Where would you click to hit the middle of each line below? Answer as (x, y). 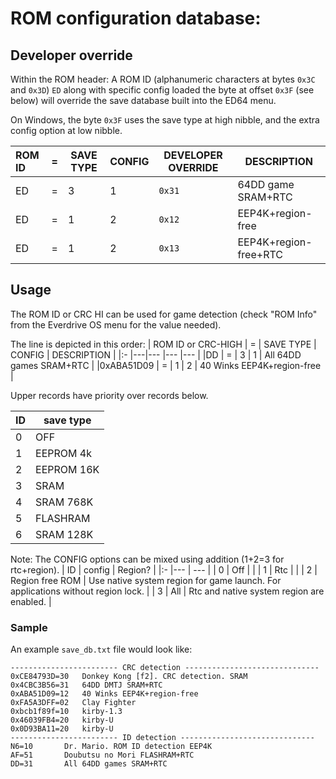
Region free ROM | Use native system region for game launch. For (146, 580)
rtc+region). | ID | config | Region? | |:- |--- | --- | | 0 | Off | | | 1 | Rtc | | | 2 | (164, 569)
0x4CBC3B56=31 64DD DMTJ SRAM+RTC (86, 685)
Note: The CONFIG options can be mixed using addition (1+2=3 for (147, 559)
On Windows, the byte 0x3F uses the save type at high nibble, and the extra (165, 120)
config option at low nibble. (66, 130)
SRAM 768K (64, 502)
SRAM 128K (64, 534)
